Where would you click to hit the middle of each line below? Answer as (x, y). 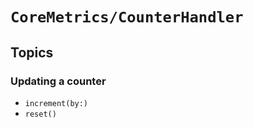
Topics (32, 52)
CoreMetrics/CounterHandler (127, 17)
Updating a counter (58, 81)
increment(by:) (56, 103)
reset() (40, 114)
